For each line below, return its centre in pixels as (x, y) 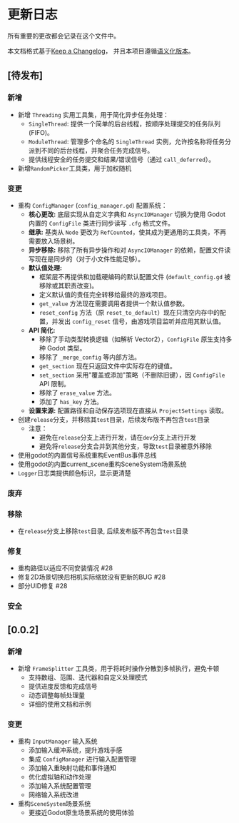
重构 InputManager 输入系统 (57, 741)
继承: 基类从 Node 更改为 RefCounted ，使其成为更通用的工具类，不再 (127, 232)
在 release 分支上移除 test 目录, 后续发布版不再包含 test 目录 (103, 531)
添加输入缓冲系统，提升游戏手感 (75, 750)
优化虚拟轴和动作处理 (60, 777)
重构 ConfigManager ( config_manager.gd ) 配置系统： (92, 205)
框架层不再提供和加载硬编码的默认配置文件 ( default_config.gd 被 (135, 276)
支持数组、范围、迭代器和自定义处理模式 (88, 677)
